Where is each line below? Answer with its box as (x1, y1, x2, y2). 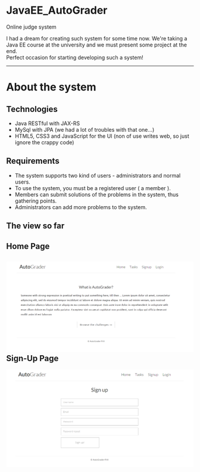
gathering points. (14, 197, 57, 204)
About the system (6, 80, 96, 94)
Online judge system (6, 23, 57, 30)
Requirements (6, 156, 60, 166)
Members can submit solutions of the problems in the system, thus (14, 191, 179, 198)
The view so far (6, 221, 65, 231)
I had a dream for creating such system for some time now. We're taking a (6, 35, 187, 42)
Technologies (6, 104, 58, 114)
